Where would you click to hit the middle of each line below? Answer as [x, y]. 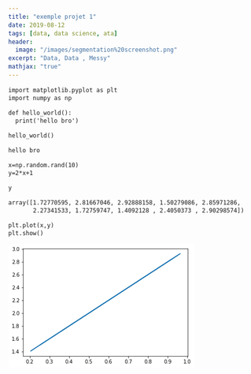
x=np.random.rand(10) [44, 165]
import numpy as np [40, 98]
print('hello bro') [47, 121]
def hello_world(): [40, 113]
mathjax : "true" [35, 67]
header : [21, 42]
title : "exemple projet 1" [52, 17]
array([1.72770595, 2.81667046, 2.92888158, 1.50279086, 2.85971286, [125, 202]
